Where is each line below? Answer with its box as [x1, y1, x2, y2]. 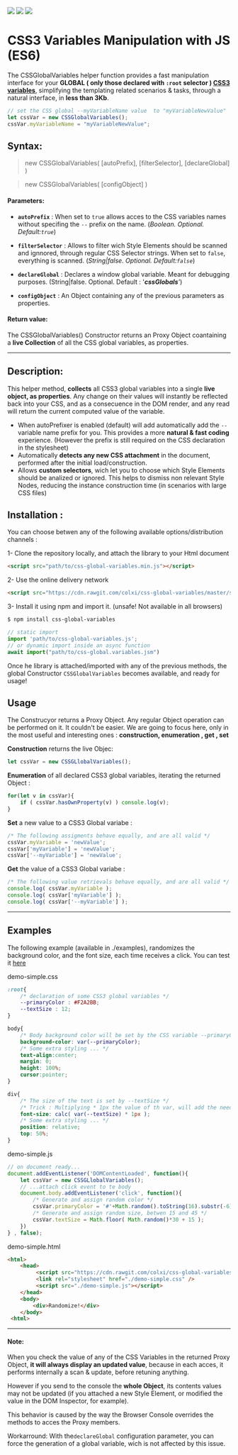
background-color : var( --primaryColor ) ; [20, 1038, 141, 1046]
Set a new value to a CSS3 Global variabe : [7, 818, 132, 826]
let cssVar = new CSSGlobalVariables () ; [7, 114, 129, 121]
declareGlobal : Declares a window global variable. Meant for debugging [17, 270, 230, 278]
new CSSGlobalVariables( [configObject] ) [24, 180, 148, 189]
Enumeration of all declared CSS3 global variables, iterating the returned [7, 771, 221, 780]
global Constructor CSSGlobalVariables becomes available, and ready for [7, 669, 220, 677]
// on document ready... [7, 1163, 81, 1171]
